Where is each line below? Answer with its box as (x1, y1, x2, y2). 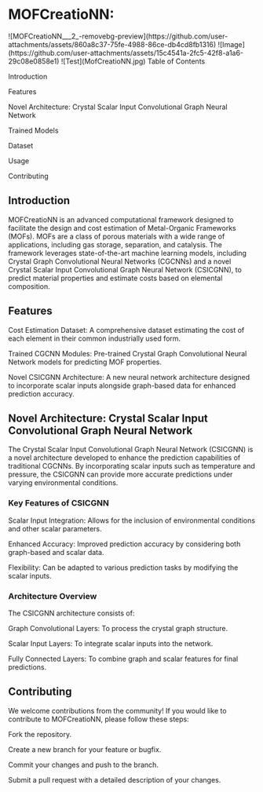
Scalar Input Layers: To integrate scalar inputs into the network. (8, 638, 214, 648)
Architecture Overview (8, 590, 97, 601)
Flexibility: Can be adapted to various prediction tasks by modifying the (8, 563, 239, 572)
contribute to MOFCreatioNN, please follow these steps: (8, 714, 190, 724)
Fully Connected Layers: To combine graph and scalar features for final (8, 654, 239, 663)
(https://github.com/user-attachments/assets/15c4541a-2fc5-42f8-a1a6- (8, 48, 244, 57)
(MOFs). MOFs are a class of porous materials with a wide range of (8, 232, 225, 241)
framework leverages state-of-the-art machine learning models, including (8, 248, 247, 257)
